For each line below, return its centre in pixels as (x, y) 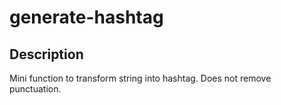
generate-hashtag (86, 17)
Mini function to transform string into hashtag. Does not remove (140, 78)
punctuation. (35, 89)
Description (46, 54)
